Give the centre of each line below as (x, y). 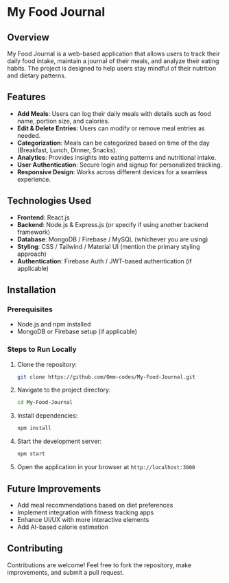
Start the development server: (59, 441)
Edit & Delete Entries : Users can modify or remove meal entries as (111, 128)
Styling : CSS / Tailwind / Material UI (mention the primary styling (108, 246)
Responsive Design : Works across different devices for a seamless (112, 171)
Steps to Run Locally (42, 349)
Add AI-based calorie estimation (62, 527)
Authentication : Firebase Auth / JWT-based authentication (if (104, 261)
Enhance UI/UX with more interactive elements (83, 519)
